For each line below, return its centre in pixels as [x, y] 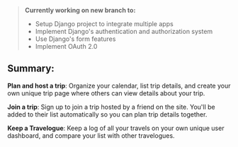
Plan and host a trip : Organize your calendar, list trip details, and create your [119, 86]
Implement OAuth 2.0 [66, 46]
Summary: [31, 69]
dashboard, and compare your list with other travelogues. [91, 135]
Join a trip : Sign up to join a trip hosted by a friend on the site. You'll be [111, 107]
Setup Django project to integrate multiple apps [104, 24]
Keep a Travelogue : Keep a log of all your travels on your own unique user [116, 128]
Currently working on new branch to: [80, 10]
